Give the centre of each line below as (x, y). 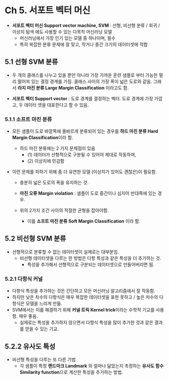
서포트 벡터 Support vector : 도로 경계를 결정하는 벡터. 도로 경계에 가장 (82, 98)
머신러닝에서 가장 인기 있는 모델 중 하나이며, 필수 (68, 38)
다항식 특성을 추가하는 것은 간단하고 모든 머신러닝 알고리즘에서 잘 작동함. (83, 291)
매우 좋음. (29, 316)
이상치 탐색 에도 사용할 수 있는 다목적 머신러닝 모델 (62, 31)
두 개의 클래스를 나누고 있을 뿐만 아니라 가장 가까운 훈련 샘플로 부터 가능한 (85, 75)
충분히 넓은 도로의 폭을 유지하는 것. (54, 182)
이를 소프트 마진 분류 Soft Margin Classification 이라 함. (84, 221)
